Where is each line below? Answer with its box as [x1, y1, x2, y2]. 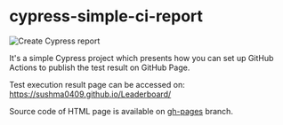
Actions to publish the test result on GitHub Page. [9, 62, 190, 73]
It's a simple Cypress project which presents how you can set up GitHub [9, 52, 274, 63]
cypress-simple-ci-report [9, 6, 203, 27]
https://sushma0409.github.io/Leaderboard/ [9, 89, 172, 99]
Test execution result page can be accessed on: [9, 79, 185, 90]
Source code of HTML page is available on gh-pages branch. [9, 105, 234, 116]
